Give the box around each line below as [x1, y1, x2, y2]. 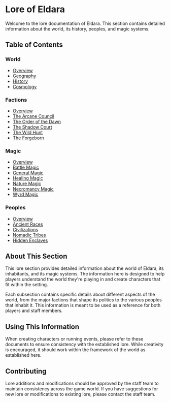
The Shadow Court [12, 123, 52, 130]
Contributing [5, 367, 47, 376]
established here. [5, 352, 42, 358]
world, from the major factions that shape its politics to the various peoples [5, 297, 162, 303]
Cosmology [12, 83, 37, 89]
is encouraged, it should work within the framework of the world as [5, 347, 146, 353]
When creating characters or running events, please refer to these [5, 336, 144, 342]
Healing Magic [12, 175, 43, 181]
